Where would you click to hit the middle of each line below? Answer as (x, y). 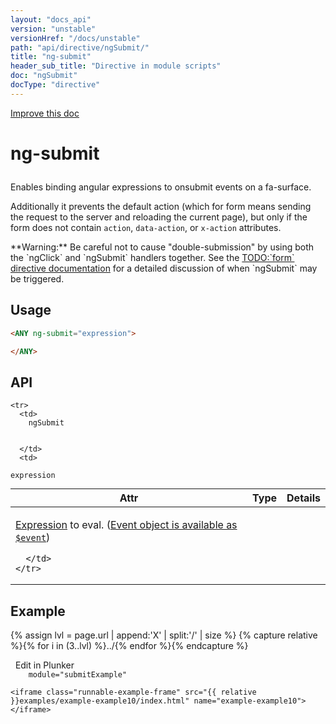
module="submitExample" (78, 675)
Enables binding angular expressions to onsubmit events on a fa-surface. (161, 187)
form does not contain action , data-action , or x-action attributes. (146, 227)
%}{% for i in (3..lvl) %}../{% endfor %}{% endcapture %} (129, 646)
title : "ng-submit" (51, 57)
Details (303, 498)
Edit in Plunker (44, 665)
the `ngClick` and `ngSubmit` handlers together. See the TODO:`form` (152, 257)
